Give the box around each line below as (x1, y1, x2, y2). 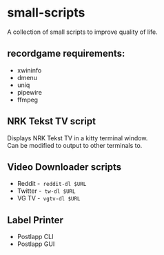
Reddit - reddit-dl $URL (17, 180, 87, 188)
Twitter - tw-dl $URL (17, 187, 76, 195)
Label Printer (7, 214, 64, 226)
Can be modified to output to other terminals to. (7, 141, 143, 149)
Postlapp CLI (17, 233, 54, 241)
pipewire (17, 88, 43, 96)
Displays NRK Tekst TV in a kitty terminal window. (7, 133, 148, 142)
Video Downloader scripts (7, 161, 122, 173)
